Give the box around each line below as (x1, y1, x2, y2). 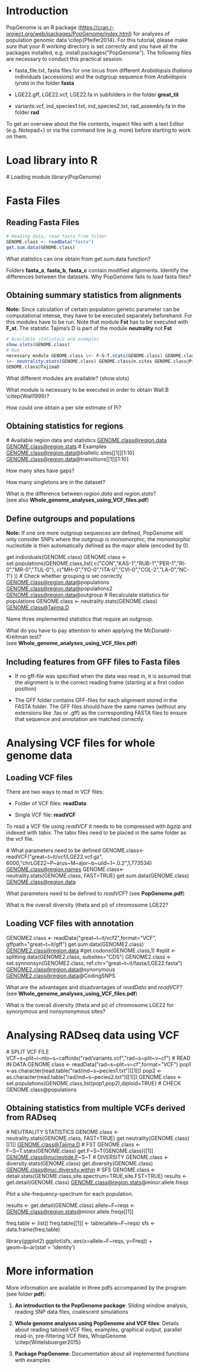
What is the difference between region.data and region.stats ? (6, 490, 156, 497)
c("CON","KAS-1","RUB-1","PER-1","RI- (94, 560, 187, 567)
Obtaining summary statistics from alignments (6, 290, 182, 300)
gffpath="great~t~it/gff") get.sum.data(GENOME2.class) (6, 941, 144, 948)
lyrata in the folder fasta (14, 79, 75, 87)
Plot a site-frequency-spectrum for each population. (6, 1190, 133, 1197)
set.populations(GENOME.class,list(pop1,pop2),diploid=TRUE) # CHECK (6, 1079, 181, 1087)
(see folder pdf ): (6, 1290, 46, 1297)
